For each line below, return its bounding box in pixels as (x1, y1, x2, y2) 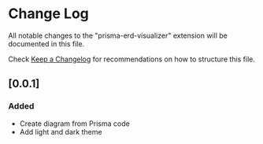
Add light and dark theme (19, 127, 102, 136)
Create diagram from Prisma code (19, 119, 130, 128)
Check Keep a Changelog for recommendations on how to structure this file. (8, 54, 256, 64)
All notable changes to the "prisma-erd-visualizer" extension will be (8, 31, 228, 40)
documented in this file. (8, 39, 85, 48)
